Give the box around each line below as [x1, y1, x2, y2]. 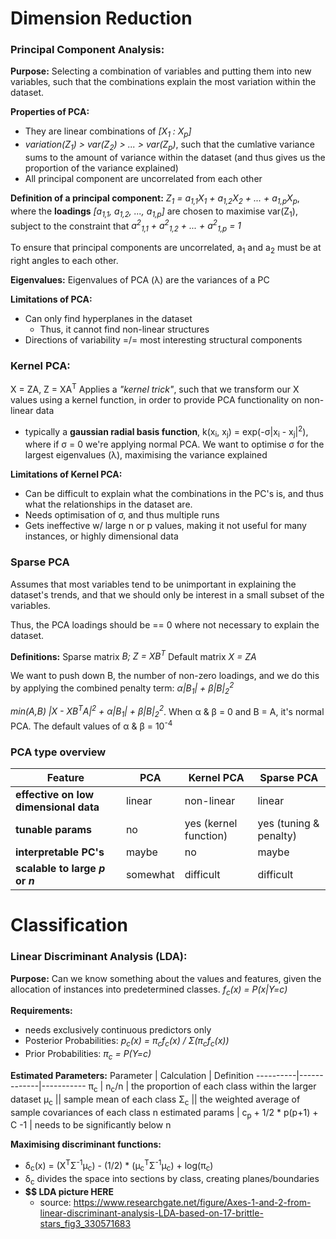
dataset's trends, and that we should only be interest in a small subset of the [10, 588, 325, 601]
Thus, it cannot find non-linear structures [39, 323, 210, 335]
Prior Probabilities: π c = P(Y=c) [24, 1048, 152, 1062]
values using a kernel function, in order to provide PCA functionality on [10, 393, 302, 406]
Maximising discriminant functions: [10, 1138, 162, 1151]
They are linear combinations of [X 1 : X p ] [24, 125, 192, 140]
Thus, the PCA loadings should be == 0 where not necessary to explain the [10, 618, 320, 631]
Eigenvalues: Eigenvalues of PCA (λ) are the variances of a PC [10, 273, 270, 286]
